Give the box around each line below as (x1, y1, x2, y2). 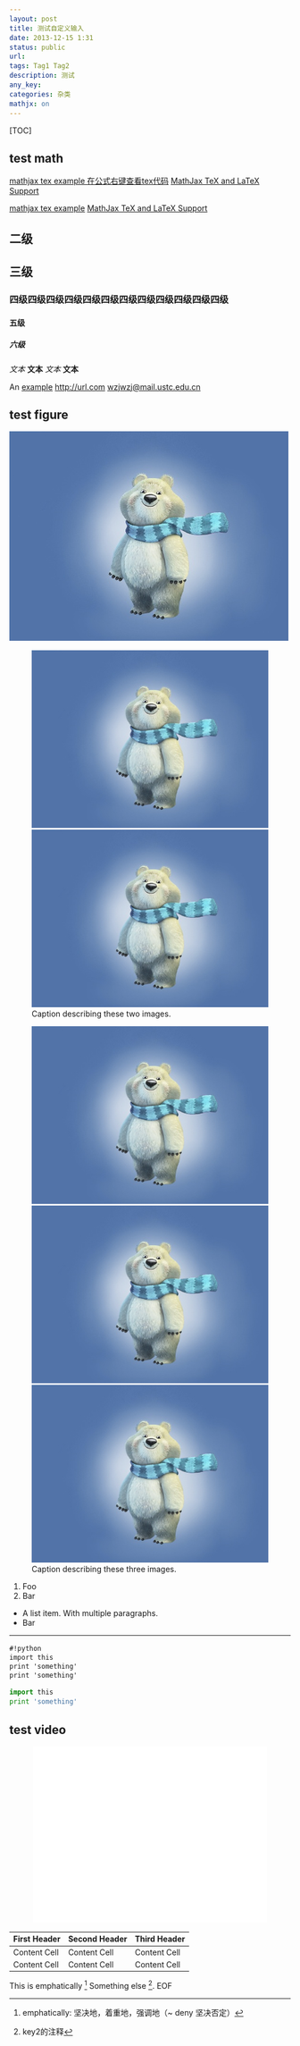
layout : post (9, 14, 58, 23)
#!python (9, 1645, 42, 1654)
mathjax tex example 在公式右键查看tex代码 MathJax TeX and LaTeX (9, 175, 260, 187)
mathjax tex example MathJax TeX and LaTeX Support (9, 203, 208, 214)
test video (9, 1722, 67, 1738)
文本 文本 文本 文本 (9, 363, 79, 375)
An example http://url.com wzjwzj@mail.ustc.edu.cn (9, 381, 201, 392)
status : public (9, 43, 66, 52)
